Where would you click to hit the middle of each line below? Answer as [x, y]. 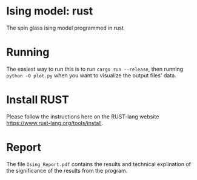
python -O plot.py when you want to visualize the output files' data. [92, 75]
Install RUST [38, 100]
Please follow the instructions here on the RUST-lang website [83, 117]
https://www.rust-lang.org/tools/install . [55, 123]
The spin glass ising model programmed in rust [65, 28]
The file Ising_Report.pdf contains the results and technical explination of [98, 164]
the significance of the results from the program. [67, 170]
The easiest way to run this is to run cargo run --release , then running [95, 69]
